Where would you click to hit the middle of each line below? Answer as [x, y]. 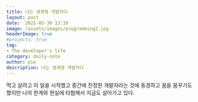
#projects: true [26, 40]
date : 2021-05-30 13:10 [37, 23]
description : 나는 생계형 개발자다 [45, 67]
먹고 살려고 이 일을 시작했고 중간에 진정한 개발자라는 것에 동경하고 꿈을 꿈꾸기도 [99, 85]
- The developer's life [36, 51]
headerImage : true [29, 34]
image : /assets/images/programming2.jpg [58, 28]
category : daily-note [33, 56]
